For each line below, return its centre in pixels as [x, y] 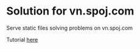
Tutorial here [22, 39]
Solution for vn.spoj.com [70, 11]
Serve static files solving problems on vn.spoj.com [69, 28]
